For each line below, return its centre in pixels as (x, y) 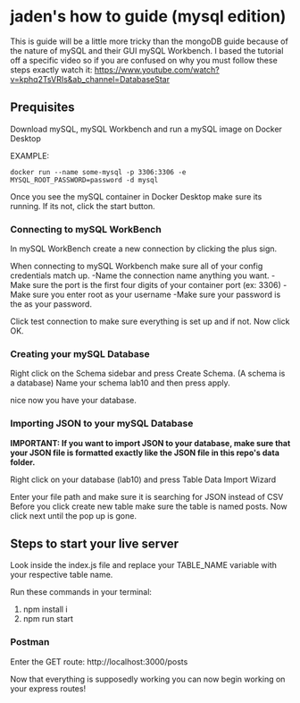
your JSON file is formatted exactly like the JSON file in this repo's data (145, 453)
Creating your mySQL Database (80, 353)
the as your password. (51, 304)
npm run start (48, 619)
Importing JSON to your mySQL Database (102, 424)
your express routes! (48, 688)
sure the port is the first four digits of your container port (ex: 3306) (156, 285)
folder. (23, 462)
